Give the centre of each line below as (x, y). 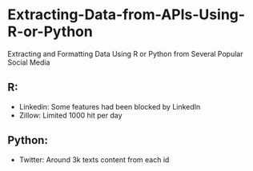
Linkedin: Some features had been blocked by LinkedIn (110, 106)
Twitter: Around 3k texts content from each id (94, 159)
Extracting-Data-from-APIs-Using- (127, 15)
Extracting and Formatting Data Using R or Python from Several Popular (125, 54)
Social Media (29, 62)
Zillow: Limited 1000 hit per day (70, 115)
